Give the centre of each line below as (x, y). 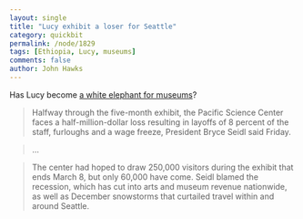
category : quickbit (46, 35)
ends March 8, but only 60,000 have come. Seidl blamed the (145, 177)
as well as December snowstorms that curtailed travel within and (153, 196)
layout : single (38, 18)
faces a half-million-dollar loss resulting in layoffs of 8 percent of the (160, 122)
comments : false (40, 60)
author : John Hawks (46, 69)
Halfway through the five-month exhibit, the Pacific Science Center (157, 112)
